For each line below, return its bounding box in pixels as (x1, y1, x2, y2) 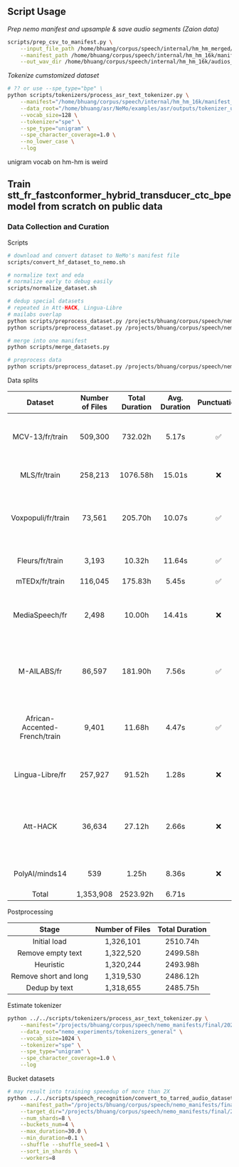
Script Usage (7, 6, 66, 18)
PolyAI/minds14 (14, 869, 68, 878)
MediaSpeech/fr (13, 610, 68, 620)
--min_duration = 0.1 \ (20, 1134, 84, 1142)
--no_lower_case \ (20, 138, 75, 146)
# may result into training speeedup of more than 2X (7, 1088, 171, 1095)
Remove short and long (11, 972, 89, 981)
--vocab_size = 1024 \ (20, 1034, 81, 1042)
